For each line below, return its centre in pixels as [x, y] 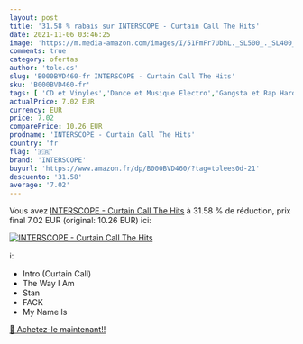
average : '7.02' [40, 186]
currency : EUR [36, 110]
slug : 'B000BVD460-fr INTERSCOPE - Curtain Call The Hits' [123, 77]
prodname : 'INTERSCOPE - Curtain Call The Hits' [102, 135]
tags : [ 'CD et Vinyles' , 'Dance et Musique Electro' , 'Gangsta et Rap [143, 93]
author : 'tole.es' [44, 68]
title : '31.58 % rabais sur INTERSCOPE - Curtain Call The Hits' [134, 26]
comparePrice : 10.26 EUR [56, 127]
